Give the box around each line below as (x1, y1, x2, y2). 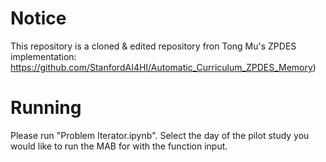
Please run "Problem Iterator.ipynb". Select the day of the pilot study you (10, 129, 310, 141)
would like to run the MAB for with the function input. (10, 140, 228, 152)
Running (10, 97, 82, 119)
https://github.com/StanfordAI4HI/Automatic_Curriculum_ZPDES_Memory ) (10, 61, 317, 73)
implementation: (10, 50, 77, 62)
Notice (10, 7, 67, 30)
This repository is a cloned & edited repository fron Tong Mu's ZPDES (10, 40, 297, 52)
